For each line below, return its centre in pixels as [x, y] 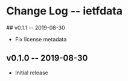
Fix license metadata [41, 39]
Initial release [31, 73]
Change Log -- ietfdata [64, 11]
